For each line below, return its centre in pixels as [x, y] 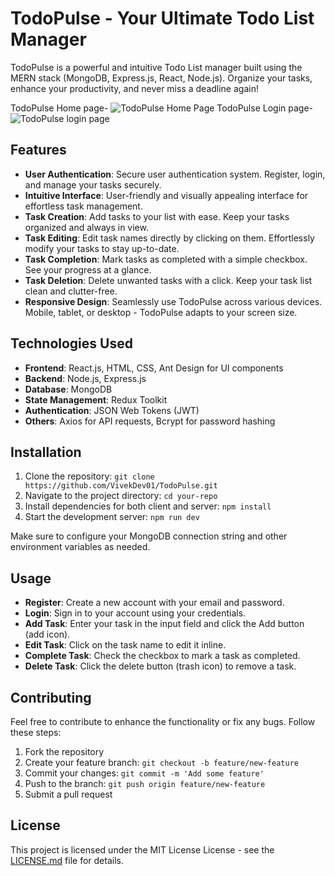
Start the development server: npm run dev [112, 517]
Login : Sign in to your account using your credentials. [135, 613]
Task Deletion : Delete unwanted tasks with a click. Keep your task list [168, 280]
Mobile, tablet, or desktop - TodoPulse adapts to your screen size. [161, 312]
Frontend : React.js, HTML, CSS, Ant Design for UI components [154, 368]
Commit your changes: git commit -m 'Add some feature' [144, 773]
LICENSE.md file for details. [67, 860]
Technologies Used [71, 343]
